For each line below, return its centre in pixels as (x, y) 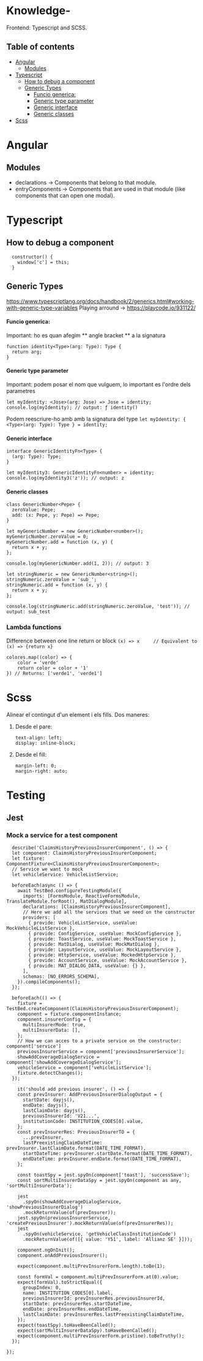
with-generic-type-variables (42, 308)
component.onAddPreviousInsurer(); (63, 1256)
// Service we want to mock (48, 869)
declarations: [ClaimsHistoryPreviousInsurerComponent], (97, 907)
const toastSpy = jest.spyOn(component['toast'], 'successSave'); (104, 1175)
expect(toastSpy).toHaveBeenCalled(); (67, 1325)
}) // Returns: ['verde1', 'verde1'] (54, 673)
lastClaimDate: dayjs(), (54, 1111)
